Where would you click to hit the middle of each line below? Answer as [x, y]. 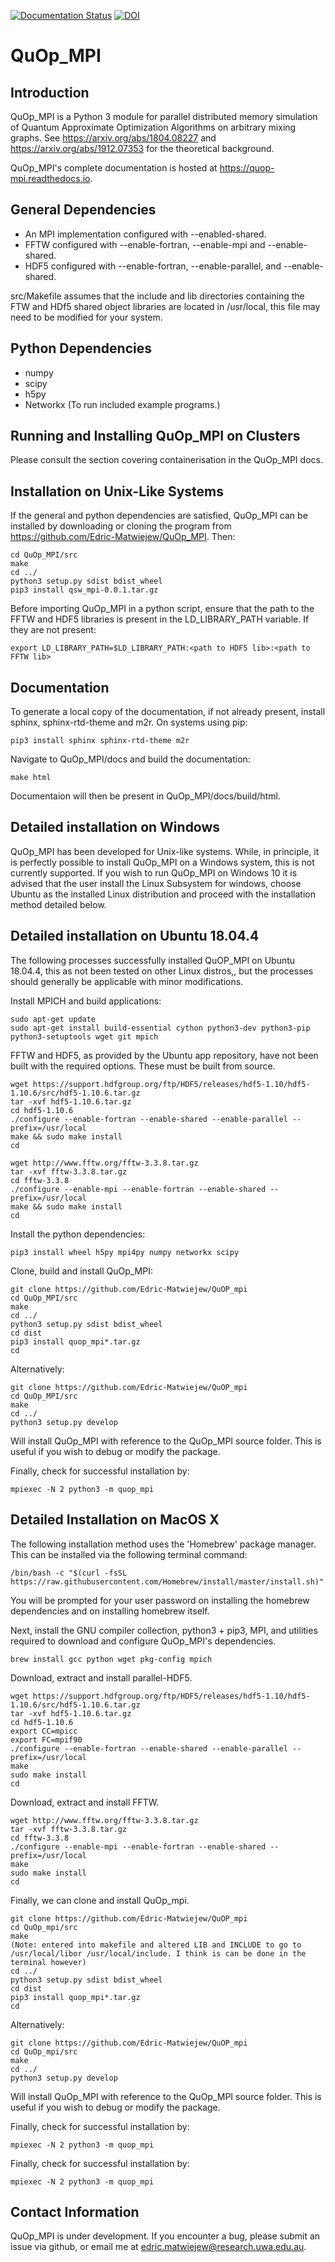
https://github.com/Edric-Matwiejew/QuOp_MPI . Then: [123, 537]
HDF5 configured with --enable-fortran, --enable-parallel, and [153, 266]
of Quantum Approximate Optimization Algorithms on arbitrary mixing [153, 127]
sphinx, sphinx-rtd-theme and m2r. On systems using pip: [129, 722]
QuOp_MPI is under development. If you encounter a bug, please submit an [165, 2236]
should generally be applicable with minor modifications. [127, 981]
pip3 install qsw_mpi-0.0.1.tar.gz [84, 590]
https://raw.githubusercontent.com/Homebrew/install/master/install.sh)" [167, 1581]
